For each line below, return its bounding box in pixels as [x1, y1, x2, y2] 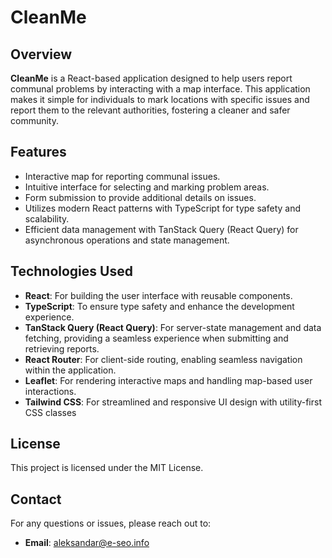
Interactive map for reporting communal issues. [24, 170, 221, 182]
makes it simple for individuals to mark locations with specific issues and [10, 94, 310, 105]
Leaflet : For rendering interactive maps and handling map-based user [24, 374, 313, 386]
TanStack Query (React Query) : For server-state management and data [24, 321, 322, 333]
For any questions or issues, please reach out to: [10, 517, 212, 530]
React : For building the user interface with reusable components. [24, 289, 293, 301]
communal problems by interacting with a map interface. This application [10, 83, 311, 95]
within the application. [24, 364, 117, 376]
